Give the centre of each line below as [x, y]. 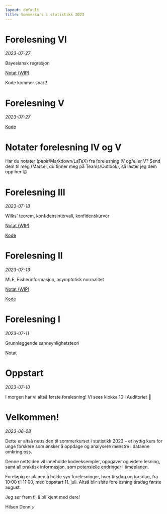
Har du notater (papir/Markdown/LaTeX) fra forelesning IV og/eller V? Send [83, 161]
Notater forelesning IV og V [63, 147]
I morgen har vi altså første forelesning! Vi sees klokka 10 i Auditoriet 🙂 [78, 397]
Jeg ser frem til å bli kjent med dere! [43, 497]
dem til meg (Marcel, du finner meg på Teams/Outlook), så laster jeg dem [81, 166]
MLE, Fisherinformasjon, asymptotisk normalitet [55, 280]
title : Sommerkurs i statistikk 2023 [45, 15]
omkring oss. [19, 452]
